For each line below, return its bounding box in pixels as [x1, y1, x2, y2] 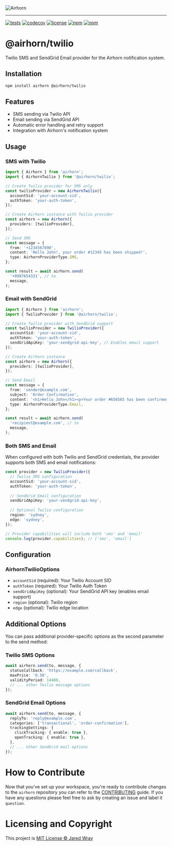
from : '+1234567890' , [10, 245, 56, 250]
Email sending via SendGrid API [12, 116, 79, 123]
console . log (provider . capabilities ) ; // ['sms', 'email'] [5, 536, 132, 541]
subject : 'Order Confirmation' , [10, 392, 79, 397]
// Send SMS [5, 236, 31, 241]
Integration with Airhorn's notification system [12, 128, 109, 134]
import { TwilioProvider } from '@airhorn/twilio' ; [5, 312, 118, 317]
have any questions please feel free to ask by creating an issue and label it [5, 795, 163, 801]
